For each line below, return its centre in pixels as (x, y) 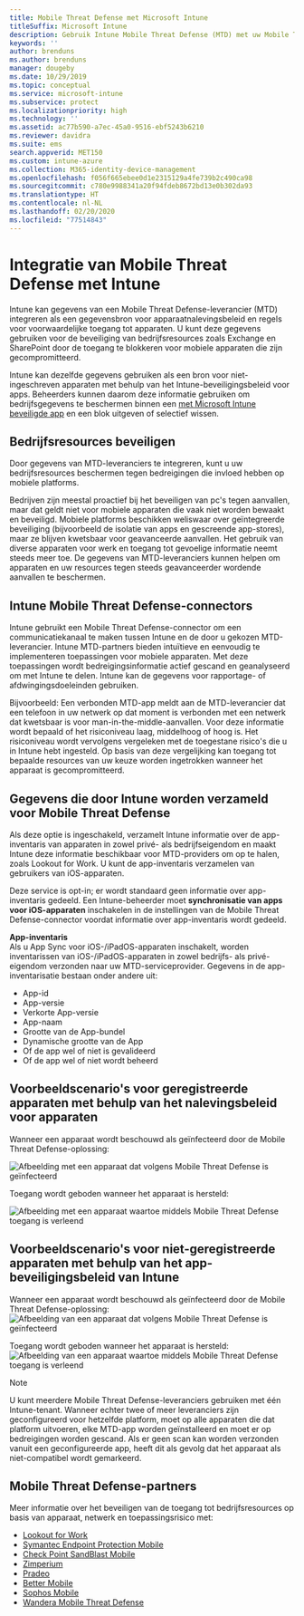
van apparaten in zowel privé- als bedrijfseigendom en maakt (162, 844)
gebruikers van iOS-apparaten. (67, 873)
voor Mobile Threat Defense (90, 813)
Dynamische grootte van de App (83, 1041)
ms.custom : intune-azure (56, 161)
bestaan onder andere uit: (110, 976)
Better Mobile (48, 1583)
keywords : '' (34, 43)
